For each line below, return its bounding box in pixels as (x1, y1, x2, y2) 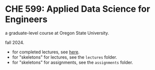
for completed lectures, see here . (12, 49, 80, 55)
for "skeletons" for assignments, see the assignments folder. (12, 59, 133, 65)
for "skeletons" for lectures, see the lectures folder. (12, 54, 118, 60)
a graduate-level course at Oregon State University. (5, 30, 109, 36)
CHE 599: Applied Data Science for (5, 3, 151, 15)
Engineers (5, 14, 48, 25)
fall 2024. (5, 39, 25, 45)
